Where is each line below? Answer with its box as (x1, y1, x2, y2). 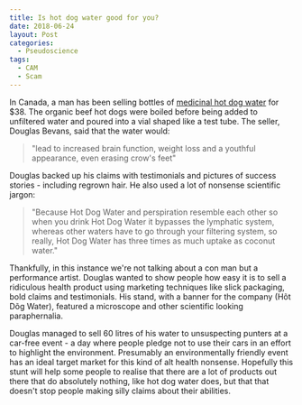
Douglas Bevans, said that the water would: (9, 125, 170, 136)
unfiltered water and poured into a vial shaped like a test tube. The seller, (9, 115, 280, 126)
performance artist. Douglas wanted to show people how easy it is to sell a (9, 272, 287, 282)
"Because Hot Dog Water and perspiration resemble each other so (31, 207, 279, 217)
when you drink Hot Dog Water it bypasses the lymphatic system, (31, 216, 275, 226)
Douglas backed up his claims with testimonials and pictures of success (9, 170, 277, 180)
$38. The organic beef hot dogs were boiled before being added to (9, 106, 259, 117)
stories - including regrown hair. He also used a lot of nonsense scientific (9, 179, 281, 190)
